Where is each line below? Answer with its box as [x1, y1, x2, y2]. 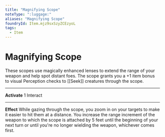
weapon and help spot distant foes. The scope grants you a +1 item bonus [5, 72, 155, 79]
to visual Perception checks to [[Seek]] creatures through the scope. [5, 78, 144, 84]
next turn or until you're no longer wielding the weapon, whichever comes [5, 122, 155, 128]
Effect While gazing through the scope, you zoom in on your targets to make [5, 106, 160, 112]
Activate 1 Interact [5, 92, 43, 98]
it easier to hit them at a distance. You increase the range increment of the [5, 111, 155, 117]
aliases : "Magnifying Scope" [5, 16, 65, 21]
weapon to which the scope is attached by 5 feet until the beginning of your [5, 117, 158, 123]
